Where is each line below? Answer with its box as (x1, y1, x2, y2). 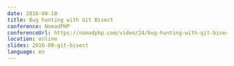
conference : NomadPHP (7, 23, 70, 30)
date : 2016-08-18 (7, 10, 58, 17)
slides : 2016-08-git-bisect (7, 42, 89, 49)
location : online (7, 36, 58, 43)
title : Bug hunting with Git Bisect (7, 16, 114, 23)
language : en (7, 49, 45, 56)
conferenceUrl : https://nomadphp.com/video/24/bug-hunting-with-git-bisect (7, 29, 232, 36)
